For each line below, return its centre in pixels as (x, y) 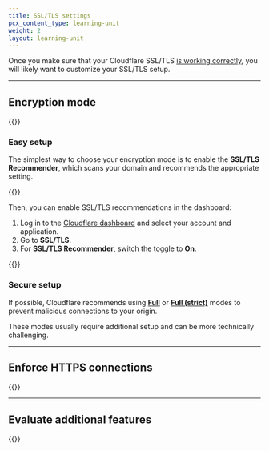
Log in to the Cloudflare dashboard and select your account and (125, 223)
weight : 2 (25, 30)
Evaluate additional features (80, 419)
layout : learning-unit (46, 38)
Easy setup (30, 142)
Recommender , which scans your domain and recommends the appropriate (134, 168)
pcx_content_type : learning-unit (64, 23)
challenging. (29, 335)
